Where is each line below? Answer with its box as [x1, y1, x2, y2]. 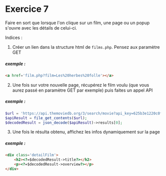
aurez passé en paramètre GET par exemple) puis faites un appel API [12, 87, 153, 93]
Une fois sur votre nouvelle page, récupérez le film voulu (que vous [12, 82, 149, 88]
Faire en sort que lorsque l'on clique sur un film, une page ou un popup [5, 20, 150, 26]
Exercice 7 [5, 3, 49, 15]
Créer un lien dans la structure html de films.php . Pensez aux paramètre [12, 44, 160, 50]
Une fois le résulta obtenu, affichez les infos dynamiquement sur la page [12, 129, 160, 135]
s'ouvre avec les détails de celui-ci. [5, 25, 78, 31]
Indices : [5, 35, 23, 40]
